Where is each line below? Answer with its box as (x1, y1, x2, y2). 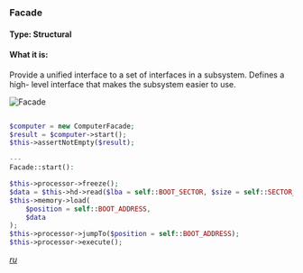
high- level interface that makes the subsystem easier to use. (9, 78, 236, 89)
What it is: (9, 50, 49, 60)
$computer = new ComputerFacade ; (9, 122, 135, 131)
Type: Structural (9, 29, 72, 40)
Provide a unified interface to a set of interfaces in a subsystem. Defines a (9, 69, 285, 80)
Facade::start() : (9, 163, 75, 172)
